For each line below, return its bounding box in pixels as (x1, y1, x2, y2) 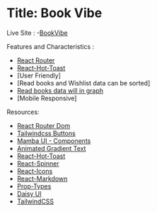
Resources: (6, 107, 40, 116)
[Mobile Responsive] (16, 94, 77, 102)
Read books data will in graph (16, 86, 104, 95)
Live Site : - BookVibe (6, 28, 68, 37)
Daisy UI (16, 189, 42, 198)
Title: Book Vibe (6, 5, 103, 21)
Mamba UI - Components (16, 137, 91, 145)
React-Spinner (16, 159, 59, 168)
